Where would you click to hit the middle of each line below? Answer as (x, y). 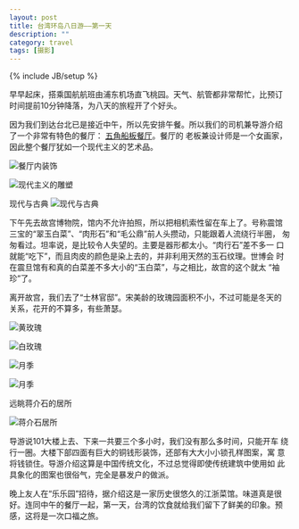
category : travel (42, 42)
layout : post (33, 17)
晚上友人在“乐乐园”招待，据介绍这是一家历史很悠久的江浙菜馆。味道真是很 (146, 494)
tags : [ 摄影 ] (32, 51)
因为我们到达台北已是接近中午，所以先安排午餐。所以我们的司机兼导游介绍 (146, 125)
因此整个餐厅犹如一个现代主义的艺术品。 (83, 147)
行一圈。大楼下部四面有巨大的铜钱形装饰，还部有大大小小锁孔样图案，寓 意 (147, 452)
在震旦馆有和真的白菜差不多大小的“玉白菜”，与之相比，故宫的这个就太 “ (141, 268)
